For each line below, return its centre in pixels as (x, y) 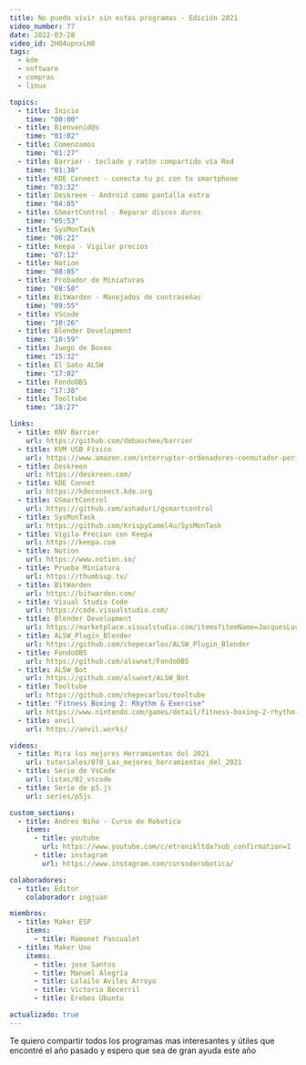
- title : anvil (46, 720)
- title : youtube (66, 838)
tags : (20, 52)
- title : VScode (48, 314)
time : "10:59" (52, 340)
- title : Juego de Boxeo (65, 348)
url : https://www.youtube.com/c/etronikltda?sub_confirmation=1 (167, 847)
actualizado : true (44, 1015)
